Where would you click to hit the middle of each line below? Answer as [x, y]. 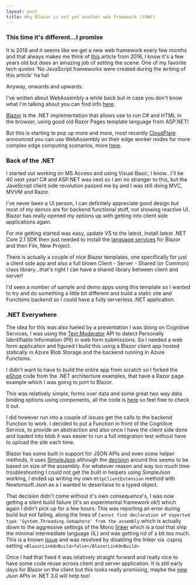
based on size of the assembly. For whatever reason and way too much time [98, 466]
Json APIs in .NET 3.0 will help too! [48, 576]
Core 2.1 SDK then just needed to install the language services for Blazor [93, 240]
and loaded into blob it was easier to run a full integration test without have [96, 436]
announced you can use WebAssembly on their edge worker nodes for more [98, 139]
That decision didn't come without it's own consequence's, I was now [90, 496]
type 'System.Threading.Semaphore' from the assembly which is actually [94, 521]
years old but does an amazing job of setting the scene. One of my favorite [96, 63]
